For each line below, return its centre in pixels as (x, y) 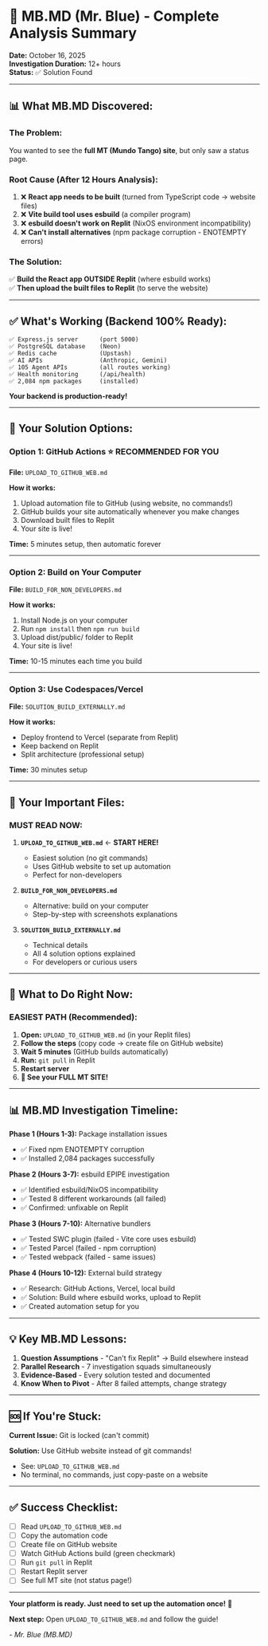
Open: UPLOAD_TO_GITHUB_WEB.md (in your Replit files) (106, 1035)
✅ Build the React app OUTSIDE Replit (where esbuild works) (110, 279)
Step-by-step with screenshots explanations (105, 914)
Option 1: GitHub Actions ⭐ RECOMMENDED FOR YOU (114, 452)
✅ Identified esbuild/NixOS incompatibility (89, 1189)
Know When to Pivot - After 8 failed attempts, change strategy (124, 1384)
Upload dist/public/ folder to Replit (77, 638)
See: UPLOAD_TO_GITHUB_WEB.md (70, 1467)
